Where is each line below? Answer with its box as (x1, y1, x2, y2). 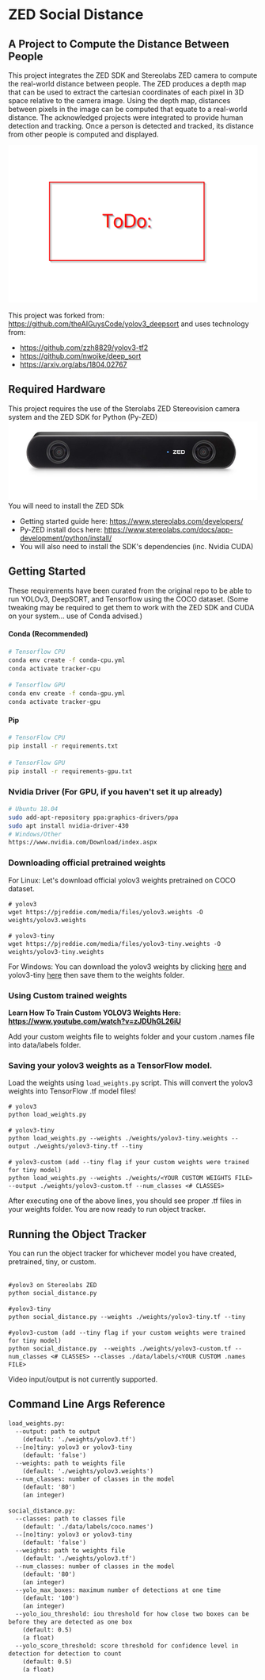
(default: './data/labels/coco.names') (22, 1522, 154, 1531)
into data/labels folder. (8, 1040, 81, 1049)
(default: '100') (22, 1594, 80, 1602)
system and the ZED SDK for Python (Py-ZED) (8, 412, 158, 421)
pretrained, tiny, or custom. (8, 1257, 97, 1267)
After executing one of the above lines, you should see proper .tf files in (8, 1196, 242, 1205)
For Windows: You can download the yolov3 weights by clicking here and (8, 962, 247, 971)
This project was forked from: (8, 310, 105, 320)
